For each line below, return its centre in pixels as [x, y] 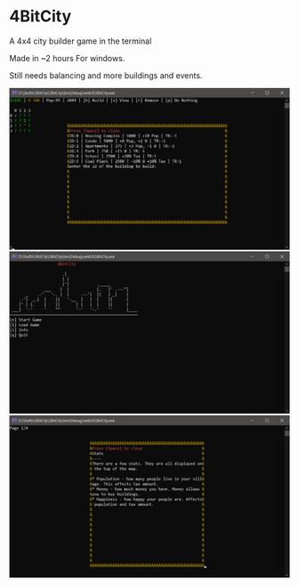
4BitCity [40, 16]
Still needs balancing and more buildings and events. [106, 75]
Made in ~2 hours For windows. [67, 58]
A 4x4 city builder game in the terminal [81, 41]
